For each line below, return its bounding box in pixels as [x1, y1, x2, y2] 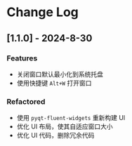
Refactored [6, 96, 46, 106]
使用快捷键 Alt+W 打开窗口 [16, 79, 92, 87]
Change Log [6, 4, 79, 20]
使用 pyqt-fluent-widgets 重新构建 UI [16, 114, 126, 122]
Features [6, 53, 38, 63]
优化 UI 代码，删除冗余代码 [16, 131, 95, 140]
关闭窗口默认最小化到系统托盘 [16, 69, 103, 78]
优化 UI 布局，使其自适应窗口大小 [16, 122, 113, 131]
